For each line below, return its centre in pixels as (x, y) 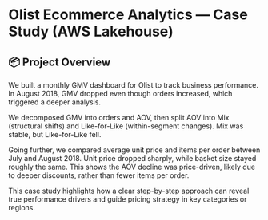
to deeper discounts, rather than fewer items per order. (99, 175)
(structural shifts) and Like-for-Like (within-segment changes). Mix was (126, 126)
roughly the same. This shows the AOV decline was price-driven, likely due (132, 167)
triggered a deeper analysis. (55, 102)
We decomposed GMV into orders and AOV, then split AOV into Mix (119, 118)
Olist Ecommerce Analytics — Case (128, 15)
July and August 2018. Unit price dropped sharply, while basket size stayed (132, 158)
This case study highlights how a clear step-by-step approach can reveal (129, 191)
